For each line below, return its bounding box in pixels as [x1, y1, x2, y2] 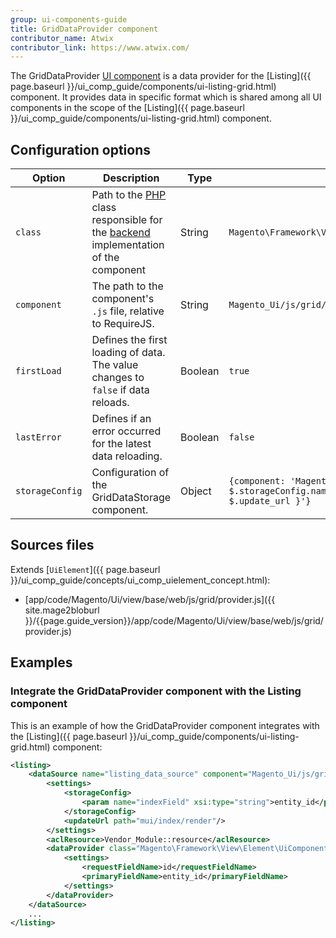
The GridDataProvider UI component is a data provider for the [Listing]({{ [10, 70, 312, 82]
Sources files [10, 537, 95, 554]
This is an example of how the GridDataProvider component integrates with [10, 719, 320, 731]
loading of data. [91, 346, 166, 360]
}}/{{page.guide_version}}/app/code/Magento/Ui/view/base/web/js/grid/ [24, 614, 324, 626]
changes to [91, 371, 145, 385]
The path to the [91, 279, 164, 293]
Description [103, 171, 160, 185]
